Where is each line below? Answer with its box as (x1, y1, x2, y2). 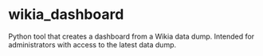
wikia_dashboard (8, 6, 124, 24)
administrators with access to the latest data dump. (8, 39, 177, 49)
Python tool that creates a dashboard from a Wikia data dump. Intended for (8, 32, 255, 41)
